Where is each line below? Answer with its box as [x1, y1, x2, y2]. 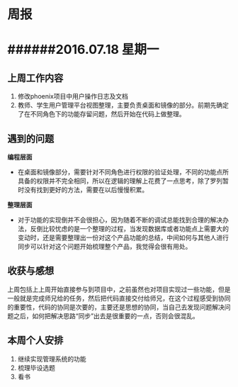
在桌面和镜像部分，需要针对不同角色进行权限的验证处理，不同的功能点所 [17, 168, 229, 176]
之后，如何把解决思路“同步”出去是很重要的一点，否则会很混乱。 [13, 311, 200, 320]
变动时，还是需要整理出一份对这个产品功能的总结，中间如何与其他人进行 [17, 233, 229, 242]
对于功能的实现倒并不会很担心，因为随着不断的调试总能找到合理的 [17, 215, 210, 224]
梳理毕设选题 [17, 363, 55, 372]
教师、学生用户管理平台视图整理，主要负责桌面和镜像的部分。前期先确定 [17, 101, 229, 110]
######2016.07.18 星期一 [7, 42, 159, 57]
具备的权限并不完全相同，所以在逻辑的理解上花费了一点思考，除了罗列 [17, 176, 223, 185]
